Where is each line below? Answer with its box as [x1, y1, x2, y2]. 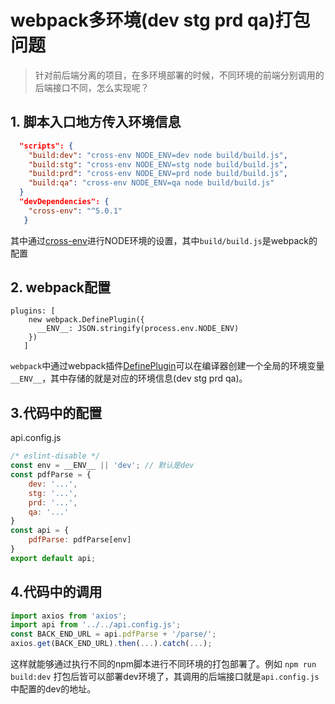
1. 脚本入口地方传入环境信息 [10, 114, 182, 131]
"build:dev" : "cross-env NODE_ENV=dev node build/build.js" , [28, 150, 288, 160]
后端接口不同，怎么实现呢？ [34, 81, 150, 93]
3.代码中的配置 [10, 404, 103, 421]
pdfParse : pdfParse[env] [28, 535, 132, 545]
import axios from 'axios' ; [10, 611, 128, 621]
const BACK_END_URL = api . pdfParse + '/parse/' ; [10, 629, 217, 640]
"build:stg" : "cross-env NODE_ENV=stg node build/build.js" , [28, 159, 288, 170]
